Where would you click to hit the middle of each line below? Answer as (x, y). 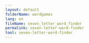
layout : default (22, 10)
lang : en (14, 19)
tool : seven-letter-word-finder (39, 33)
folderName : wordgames (29, 14)
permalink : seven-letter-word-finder (45, 28)
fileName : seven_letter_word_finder (43, 23)
